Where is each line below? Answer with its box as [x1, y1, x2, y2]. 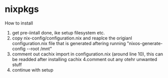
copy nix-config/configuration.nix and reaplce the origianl [12, 35, 132, 41]
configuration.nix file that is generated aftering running [12, 40, 126, 46]
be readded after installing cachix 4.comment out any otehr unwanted [12, 56, 157, 62]
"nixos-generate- [127, 40, 163, 46]
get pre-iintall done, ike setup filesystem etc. [12, 29, 105, 35]
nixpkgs [5, 3, 39, 15]
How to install [5, 20, 33, 26]
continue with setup [12, 66, 53, 73]
